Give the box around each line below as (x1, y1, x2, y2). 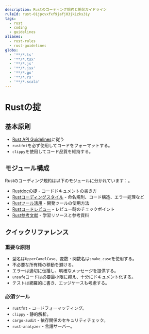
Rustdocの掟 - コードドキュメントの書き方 (12, 188, 97, 194)
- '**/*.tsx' (9, 57, 36, 62)
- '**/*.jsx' (9, 66, 36, 71)
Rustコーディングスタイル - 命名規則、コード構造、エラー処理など (12, 194, 145, 200)
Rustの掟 (5, 101, 41, 113)
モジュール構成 (5, 164, 50, 172)
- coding (9, 25, 27, 30)
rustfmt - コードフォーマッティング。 (12, 305, 87, 311)
